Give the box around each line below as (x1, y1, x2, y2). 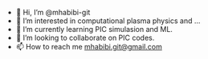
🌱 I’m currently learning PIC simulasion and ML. (15, 25, 173, 33)
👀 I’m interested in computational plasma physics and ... (15, 16, 201, 26)
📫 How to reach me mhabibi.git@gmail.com (15, 42, 162, 51)
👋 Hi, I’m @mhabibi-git (15, 8, 91, 17)
